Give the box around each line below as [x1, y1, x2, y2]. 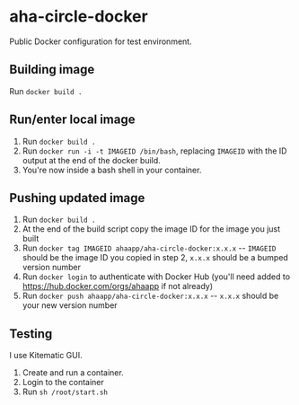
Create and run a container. [22, 367, 124, 378]
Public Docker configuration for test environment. [9, 36, 192, 47]
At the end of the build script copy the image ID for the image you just [22, 224, 281, 234]
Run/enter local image [9, 112, 136, 128]
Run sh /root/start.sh [22, 386, 108, 397]
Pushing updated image [9, 190, 145, 206]
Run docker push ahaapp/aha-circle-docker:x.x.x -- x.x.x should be [22, 290, 279, 302]
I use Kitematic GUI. [9, 350, 83, 361]
